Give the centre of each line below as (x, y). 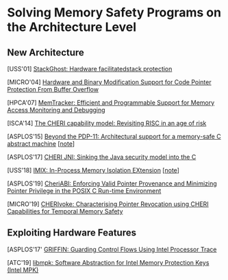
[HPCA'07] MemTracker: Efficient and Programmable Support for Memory (111, 103)
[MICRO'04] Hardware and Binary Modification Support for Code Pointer (109, 82)
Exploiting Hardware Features (72, 233)
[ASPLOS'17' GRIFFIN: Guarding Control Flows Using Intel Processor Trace (112, 249)
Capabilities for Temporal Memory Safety (65, 211)
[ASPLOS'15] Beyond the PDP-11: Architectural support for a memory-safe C (114, 136)
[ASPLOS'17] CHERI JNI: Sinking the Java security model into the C (102, 157)
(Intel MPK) (23, 270)
